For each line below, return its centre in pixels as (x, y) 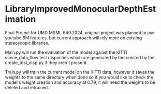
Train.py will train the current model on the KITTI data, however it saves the (80, 72)
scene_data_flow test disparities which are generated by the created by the (80, 57)
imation (21, 19)
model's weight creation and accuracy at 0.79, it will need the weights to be (80, 82)
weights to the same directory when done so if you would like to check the (79, 77)
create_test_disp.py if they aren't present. (46, 63)
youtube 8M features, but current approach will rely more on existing (73, 38)
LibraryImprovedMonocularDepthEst (80, 9)
